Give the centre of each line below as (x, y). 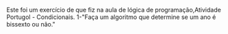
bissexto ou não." (31, 24)
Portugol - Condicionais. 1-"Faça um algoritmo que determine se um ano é (111, 17)
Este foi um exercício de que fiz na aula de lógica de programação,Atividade (114, 10)
